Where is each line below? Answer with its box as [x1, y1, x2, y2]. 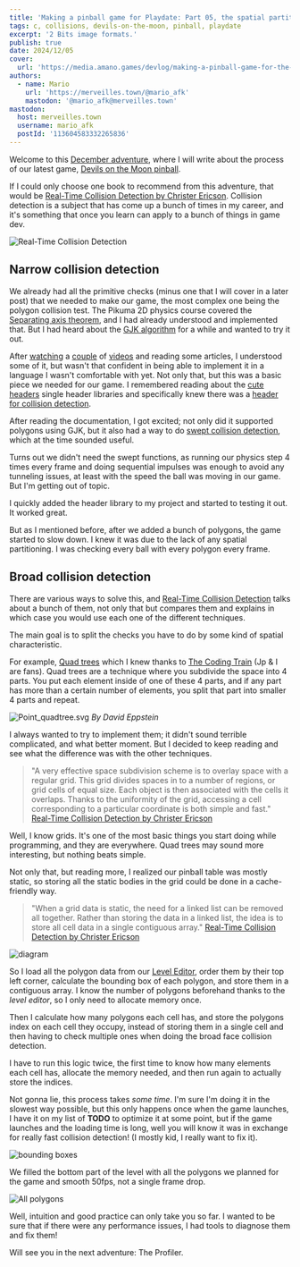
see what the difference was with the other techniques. [9, 748, 212, 758]
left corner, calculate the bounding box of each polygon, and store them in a [9, 976, 289, 986]
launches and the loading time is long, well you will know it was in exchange [9, 1122, 288, 1133]
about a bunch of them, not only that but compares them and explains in [9, 603, 275, 613]
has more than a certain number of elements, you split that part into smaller [9, 685, 287, 696]
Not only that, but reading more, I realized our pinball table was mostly [9, 866, 268, 877]
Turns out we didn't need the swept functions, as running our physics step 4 [9, 452, 290, 462]
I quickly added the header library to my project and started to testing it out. [9, 497, 288, 508]
